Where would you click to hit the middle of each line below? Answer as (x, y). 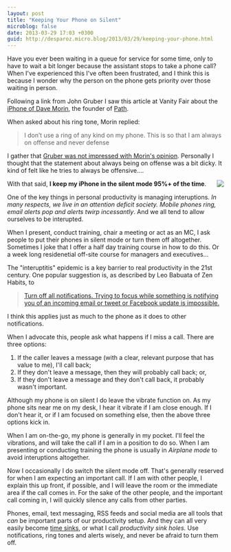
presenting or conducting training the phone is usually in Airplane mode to (112, 450)
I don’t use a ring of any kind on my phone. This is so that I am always (123, 136)
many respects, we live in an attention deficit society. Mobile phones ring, (112, 204)
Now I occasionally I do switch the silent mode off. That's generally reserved (115, 471)
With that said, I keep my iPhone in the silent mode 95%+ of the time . (107, 184)
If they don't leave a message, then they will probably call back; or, (112, 372)
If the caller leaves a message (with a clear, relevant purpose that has (115, 358)
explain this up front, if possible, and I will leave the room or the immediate (112, 485)
